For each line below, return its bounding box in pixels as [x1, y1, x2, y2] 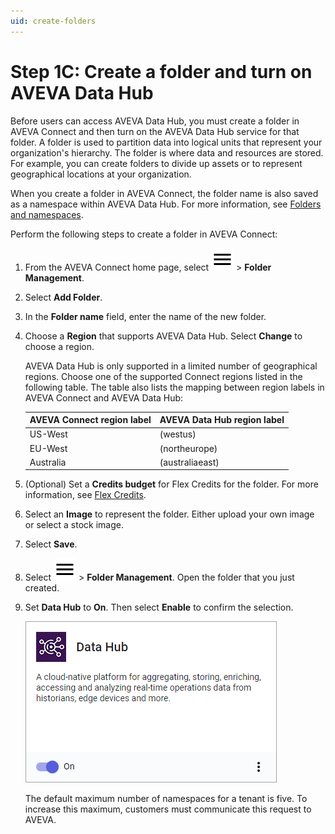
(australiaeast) [159, 456, 220, 468]
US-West [29, 428, 68, 440]
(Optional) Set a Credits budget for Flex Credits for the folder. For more [24, 478, 319, 490]
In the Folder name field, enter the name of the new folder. [24, 310, 267, 322]
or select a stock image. [24, 519, 124, 531]
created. [24, 582, 60, 594]
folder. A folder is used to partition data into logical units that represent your [10, 136, 323, 148]
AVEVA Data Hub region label [159, 414, 285, 426]
